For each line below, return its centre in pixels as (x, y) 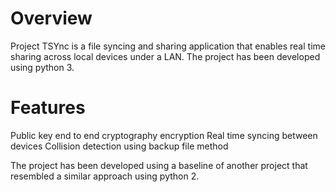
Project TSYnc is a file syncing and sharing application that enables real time (168, 46)
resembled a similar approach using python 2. (105, 176)
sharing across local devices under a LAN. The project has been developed (165, 56)
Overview (51, 18)
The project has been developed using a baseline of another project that (159, 165)
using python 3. (42, 67)
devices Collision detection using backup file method (119, 146)
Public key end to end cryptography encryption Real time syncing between (164, 135)
